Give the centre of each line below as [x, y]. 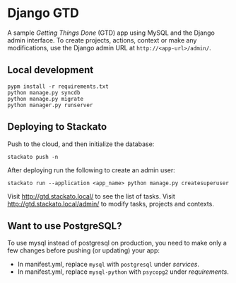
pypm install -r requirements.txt [58, 87]
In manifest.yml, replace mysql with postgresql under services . [108, 265]
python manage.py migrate [45, 99]
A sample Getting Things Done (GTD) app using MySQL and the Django [111, 33]
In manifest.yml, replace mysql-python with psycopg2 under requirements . [123, 272]
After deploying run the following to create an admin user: [91, 170]
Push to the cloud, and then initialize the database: [81, 144]
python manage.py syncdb [44, 93]
